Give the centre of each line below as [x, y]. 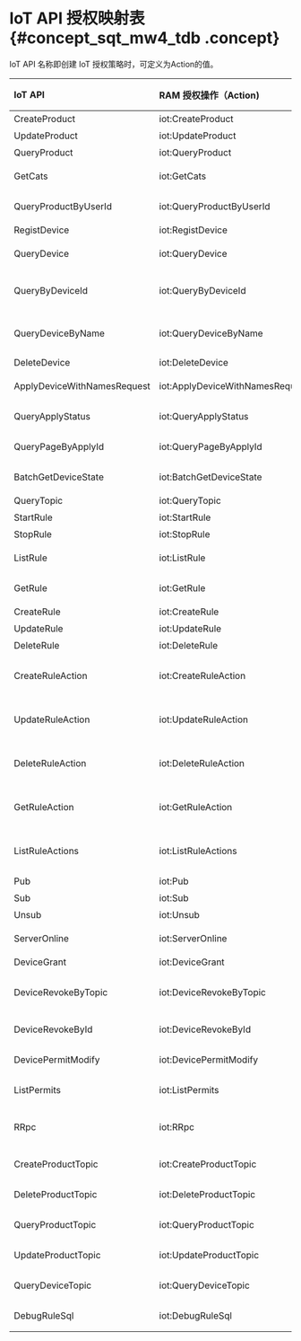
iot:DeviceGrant [192, 962]
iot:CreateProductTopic [208, 1164]
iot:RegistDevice [193, 230]
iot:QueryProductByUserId [215, 206]
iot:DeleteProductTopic [207, 1194]
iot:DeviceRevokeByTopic [212, 992]
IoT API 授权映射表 [77, 18]
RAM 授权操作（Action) [209, 95]
